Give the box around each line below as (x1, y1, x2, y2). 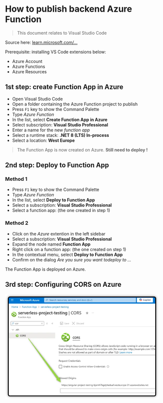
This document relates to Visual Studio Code (17, 30, 107, 36)
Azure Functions (12, 64, 45, 69)
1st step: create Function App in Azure (5, 83, 123, 91)
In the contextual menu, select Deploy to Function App (12, 252, 123, 257)
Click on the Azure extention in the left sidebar (12, 231, 106, 236)
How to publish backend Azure (5, 3, 133, 15)
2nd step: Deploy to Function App (5, 161, 109, 170)
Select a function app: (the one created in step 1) (12, 208, 111, 213)
